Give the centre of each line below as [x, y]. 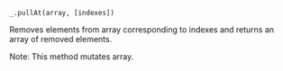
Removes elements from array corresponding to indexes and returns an [142, 30]
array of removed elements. [61, 39]
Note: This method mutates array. [72, 57]
